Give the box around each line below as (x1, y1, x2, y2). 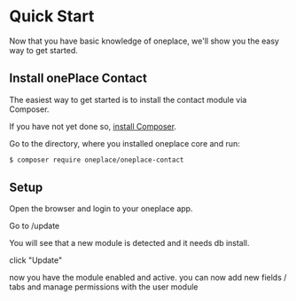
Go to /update (9, 220, 60, 232)
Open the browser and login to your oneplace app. (9, 203, 193, 214)
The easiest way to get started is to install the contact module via (9, 94, 247, 105)
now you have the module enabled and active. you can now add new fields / (9, 273, 287, 283)
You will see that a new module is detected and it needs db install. (9, 238, 250, 249)
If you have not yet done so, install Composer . (9, 121, 177, 131)
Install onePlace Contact (9, 71, 148, 86)
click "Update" (9, 255, 63, 265)
